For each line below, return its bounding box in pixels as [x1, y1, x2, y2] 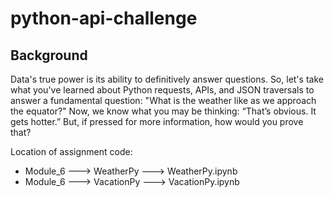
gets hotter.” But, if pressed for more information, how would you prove [10, 116, 304, 127]
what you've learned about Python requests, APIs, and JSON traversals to [10, 84, 315, 96]
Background [10, 47, 88, 64]
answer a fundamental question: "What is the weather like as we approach [10, 95, 317, 106]
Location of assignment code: [10, 146, 133, 157]
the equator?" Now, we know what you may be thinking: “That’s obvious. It [10, 105, 317, 117]
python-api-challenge [10, 7, 198, 30]
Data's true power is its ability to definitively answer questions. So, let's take [10, 73, 324, 85]
